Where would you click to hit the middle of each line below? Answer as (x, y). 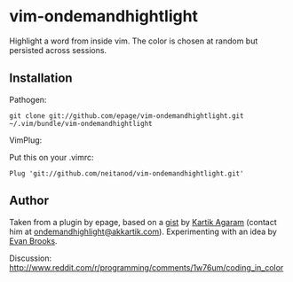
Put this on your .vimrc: (52, 157)
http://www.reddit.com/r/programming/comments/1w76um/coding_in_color (146, 267)
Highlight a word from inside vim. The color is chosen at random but (134, 41)
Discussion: (31, 258)
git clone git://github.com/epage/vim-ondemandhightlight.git (127, 116)
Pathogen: (28, 99)
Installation (41, 78)
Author (29, 201)
